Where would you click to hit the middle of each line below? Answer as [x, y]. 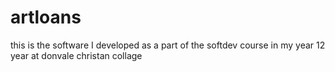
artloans [46, 17]
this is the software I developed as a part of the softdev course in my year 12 [168, 45]
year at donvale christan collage [76, 55]
